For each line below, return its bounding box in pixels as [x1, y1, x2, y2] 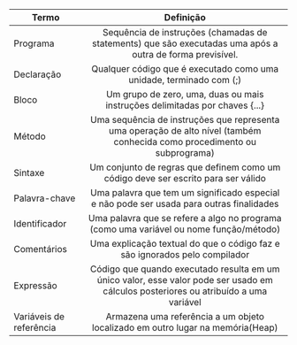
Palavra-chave [13, 192, 76, 204]
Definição [164, 11, 206, 23]
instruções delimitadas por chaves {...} [105, 99, 265, 111]
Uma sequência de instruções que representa [89, 114, 280, 126]
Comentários [13, 243, 68, 255]
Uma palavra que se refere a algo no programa [88, 212, 282, 224]
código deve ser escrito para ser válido [103, 172, 267, 184]
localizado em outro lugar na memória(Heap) [91, 322, 278, 333]
